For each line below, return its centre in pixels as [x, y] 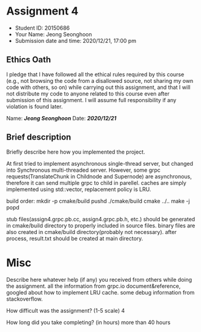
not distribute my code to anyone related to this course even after [88, 93]
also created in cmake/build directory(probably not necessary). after [91, 232]
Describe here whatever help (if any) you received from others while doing [99, 279]
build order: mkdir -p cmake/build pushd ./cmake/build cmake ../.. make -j [98, 201]
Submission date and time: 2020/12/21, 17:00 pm [75, 41]
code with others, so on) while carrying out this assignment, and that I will [98, 87]
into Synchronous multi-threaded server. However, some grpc [84, 170]
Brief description [39, 137]
